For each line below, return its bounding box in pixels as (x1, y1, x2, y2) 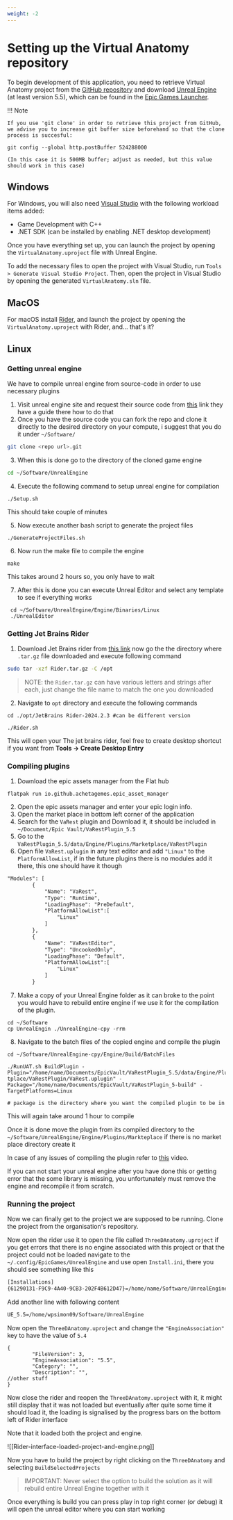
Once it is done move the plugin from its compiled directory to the (7, 1125, 196, 1134)
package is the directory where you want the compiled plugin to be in (13, 1100, 225, 1106)
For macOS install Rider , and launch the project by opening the (7, 316, 186, 324)
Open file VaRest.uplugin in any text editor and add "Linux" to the (17, 847, 205, 856)
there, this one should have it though (17, 862, 123, 870)
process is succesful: (7, 131, 73, 139)
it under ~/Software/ (17, 430, 76, 438)
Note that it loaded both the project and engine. (7, 1429, 143, 1437)
